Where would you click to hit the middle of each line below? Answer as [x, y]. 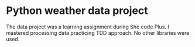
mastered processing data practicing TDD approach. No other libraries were [98, 32]
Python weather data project [77, 11]
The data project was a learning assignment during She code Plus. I [88, 27]
